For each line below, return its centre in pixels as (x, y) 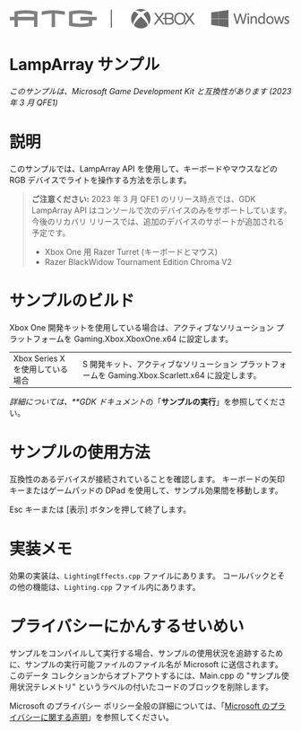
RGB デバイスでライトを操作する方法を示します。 (100, 180)
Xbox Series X (39, 358)
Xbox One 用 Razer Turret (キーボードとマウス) (131, 251)
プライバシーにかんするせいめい (127, 626)
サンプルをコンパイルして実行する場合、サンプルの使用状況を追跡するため (146, 653)
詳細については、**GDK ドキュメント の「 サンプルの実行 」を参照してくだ (144, 402)
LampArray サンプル (85, 65)
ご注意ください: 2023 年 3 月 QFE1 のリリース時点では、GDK (143, 198)
